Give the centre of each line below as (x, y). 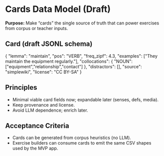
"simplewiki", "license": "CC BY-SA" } (44, 72)
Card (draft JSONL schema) (49, 44)
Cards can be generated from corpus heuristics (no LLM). (72, 138)
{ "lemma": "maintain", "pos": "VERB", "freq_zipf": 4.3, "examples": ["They (82, 56)
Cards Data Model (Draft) (58, 9)
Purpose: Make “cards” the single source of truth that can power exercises (82, 23)
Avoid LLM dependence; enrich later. (50, 110)
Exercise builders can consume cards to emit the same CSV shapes (82, 143)
